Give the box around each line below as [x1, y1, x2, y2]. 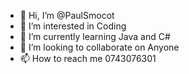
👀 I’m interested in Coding [19, 20, 127, 32]
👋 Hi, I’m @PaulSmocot [19, 10, 115, 21]
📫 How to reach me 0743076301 [19, 53, 157, 64]
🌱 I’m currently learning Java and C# [19, 31, 171, 42]
